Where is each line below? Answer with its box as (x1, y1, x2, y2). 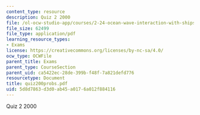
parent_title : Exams (6, 58, 58, 64)
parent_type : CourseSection (6, 64, 76, 70)
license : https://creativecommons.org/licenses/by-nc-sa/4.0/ (6, 48, 164, 54)
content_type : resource (6, 8, 65, 15)
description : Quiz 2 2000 (6, 14, 70, 20)
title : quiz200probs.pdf (6, 81, 68, 87)
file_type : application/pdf (6, 31, 76, 37)
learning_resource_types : (6, 36, 70, 42)
